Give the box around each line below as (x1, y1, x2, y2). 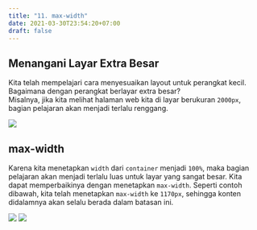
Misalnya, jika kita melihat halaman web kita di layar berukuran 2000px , (8, 95, 242, 105)
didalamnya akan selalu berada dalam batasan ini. (8, 198, 174, 207)
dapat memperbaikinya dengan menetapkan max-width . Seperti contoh (8, 180, 242, 190)
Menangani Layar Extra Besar (8, 56, 160, 70)
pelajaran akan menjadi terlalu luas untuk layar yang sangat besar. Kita (8, 172, 242, 181)
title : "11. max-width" (8, 11, 89, 20)
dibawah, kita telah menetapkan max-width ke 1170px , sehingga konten (8, 189, 242, 198)
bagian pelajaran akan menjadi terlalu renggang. (8, 104, 169, 113)
